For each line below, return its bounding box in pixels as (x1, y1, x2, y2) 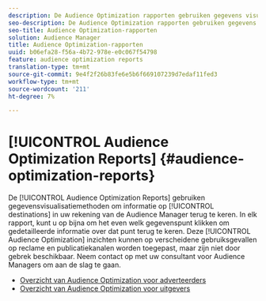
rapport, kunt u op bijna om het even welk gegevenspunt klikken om (8, 218, 230, 228)
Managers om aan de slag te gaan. (8, 260, 121, 269)
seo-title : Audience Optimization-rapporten (8, 26, 158, 34)
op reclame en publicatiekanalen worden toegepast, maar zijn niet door (8, 243, 241, 253)
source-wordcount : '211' (8, 85, 90, 93)
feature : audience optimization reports (8, 56, 144, 64)
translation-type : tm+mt (8, 63, 90, 71)
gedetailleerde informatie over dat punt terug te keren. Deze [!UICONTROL (8, 227, 251, 236)
